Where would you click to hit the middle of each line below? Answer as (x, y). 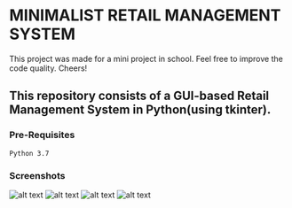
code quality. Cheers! (48, 68)
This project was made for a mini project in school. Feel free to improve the (146, 58)
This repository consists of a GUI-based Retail (139, 96)
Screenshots (37, 175)
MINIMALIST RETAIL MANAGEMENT (145, 15)
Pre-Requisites (42, 135)
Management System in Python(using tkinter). (140, 110)
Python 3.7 (29, 153)
